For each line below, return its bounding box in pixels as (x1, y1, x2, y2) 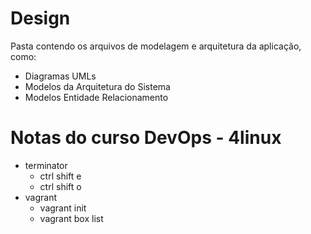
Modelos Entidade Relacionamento (24, 91, 169, 103)
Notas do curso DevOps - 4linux (10, 127, 282, 149)
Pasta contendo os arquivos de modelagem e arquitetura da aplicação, (10, 40, 302, 52)
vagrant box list (39, 212, 104, 224)
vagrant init (39, 202, 87, 214)
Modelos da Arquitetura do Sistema (24, 80, 171, 92)
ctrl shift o (39, 180, 82, 192)
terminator (24, 159, 68, 171)
